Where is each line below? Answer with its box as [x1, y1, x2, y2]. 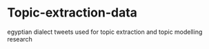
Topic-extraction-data [7, 5, 138, 21]
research [7, 35, 33, 43]
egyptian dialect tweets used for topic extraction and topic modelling [7, 28, 203, 36]
